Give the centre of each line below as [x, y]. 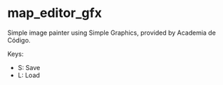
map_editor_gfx [55, 13]
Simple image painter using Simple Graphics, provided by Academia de [111, 33]
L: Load [29, 75]
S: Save [29, 67]
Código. [19, 40]
